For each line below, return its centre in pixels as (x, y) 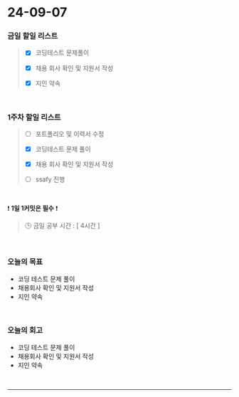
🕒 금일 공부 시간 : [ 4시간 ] (62, 226)
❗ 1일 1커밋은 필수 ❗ (33, 208)
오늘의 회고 (25, 330)
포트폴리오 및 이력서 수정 (70, 134)
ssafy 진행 (50, 179)
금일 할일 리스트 (33, 36)
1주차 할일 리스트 (34, 117)
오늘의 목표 (25, 262)
